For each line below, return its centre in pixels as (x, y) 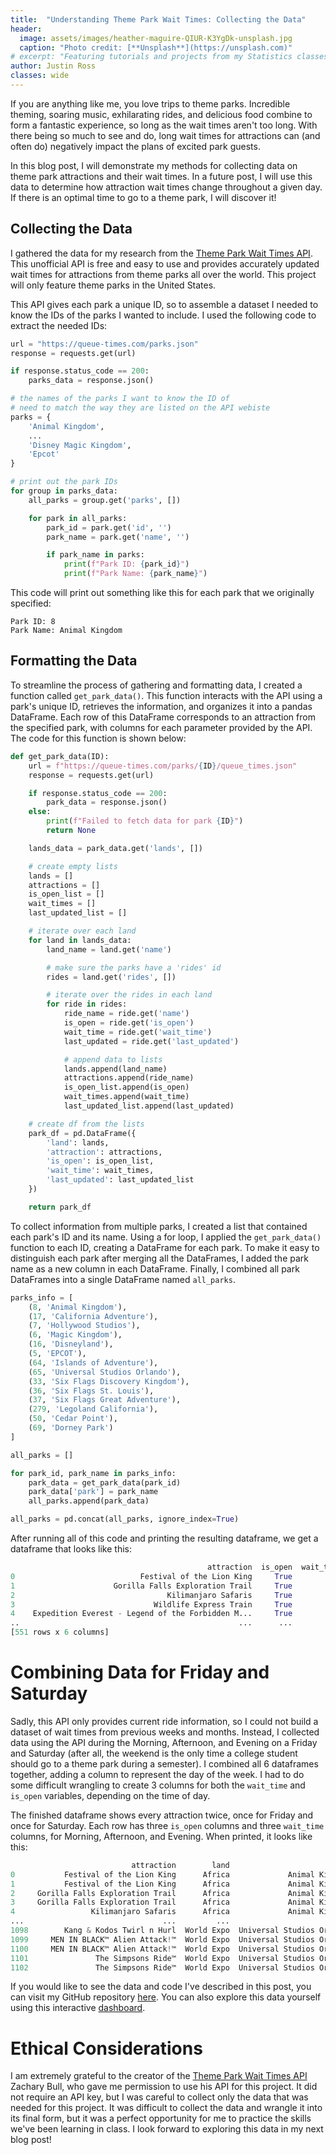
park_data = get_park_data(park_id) (105, 1482)
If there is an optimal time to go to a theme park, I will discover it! (143, 197)
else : (40, 812)
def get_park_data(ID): (60, 756)
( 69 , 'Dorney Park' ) (71, 1428)
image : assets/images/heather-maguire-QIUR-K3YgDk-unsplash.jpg (156, 38)
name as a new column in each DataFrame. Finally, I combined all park (155, 1268)
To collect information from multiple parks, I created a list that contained (159, 1226)
